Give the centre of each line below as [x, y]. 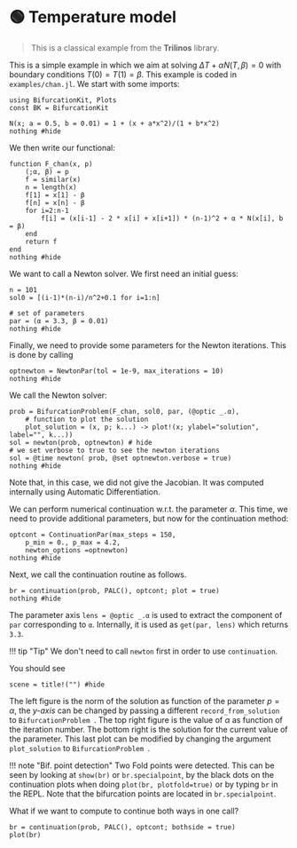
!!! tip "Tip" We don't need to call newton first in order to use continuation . [144, 651]
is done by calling [41, 354]
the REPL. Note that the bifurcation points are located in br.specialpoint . [143, 793]
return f [41, 242]
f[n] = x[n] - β [55, 202]
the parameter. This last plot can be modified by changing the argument [141, 739]
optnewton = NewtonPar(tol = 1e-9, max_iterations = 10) [117, 371]
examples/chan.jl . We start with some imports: [94, 83]
